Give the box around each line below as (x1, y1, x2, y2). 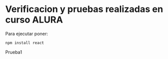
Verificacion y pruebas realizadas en (5, 3, 163, 15)
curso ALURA (5, 14, 63, 25)
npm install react (5, 40, 44, 45)
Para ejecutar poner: (5, 30, 48, 36)
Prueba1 (5, 49, 22, 55)
